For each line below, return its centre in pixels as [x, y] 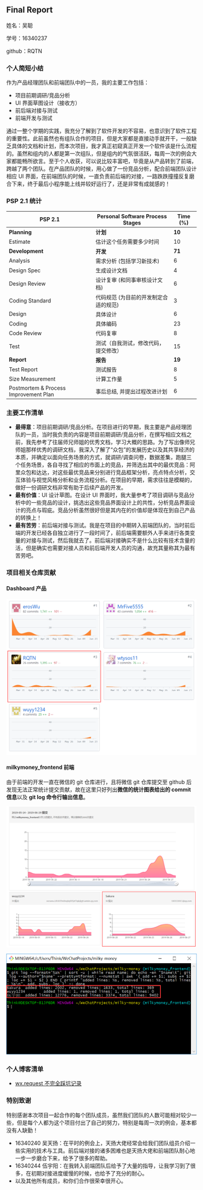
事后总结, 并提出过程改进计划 [131, 391]
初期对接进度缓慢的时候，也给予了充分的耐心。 [89, 1173]
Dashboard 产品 [26, 588]
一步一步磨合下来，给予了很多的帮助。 [63, 1158]
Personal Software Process [132, 216]
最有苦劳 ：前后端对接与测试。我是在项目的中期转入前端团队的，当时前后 [105, 525]
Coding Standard [30, 301]
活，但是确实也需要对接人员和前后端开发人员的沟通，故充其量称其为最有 [105, 548]
